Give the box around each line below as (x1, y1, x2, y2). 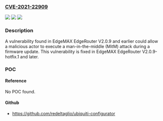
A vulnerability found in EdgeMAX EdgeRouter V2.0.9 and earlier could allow (5, 38, 158, 44)
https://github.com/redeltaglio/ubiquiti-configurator (12, 110, 115, 116)
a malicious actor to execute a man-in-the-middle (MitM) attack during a (5, 43, 150, 49)
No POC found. (5, 88, 36, 94)
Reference (5, 78, 27, 84)
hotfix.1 (5, 53, 19, 59)
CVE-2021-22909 (5, 3, 48, 10)
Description (5, 27, 34, 34)
